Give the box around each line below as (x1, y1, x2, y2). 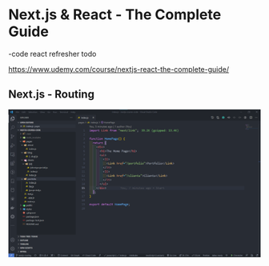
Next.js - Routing (8, 88, 94, 101)
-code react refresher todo (8, 49, 97, 58)
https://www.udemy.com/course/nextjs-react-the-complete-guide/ (8, 64, 230, 73)
